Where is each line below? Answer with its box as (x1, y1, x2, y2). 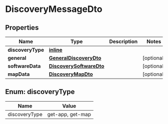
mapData (7, 71, 30, 78)
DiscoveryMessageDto (5, 3, 102, 15)
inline (48, 46, 62, 53)
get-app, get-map (47, 111, 91, 118)
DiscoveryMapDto (48, 71, 93, 78)
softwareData (7, 63, 41, 69)
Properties (5, 23, 39, 32)
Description (109, 38, 138, 45)
